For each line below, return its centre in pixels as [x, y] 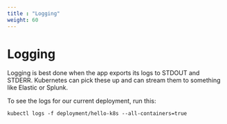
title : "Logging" [34, 13]
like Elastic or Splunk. [38, 87]
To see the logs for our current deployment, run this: [82, 101]
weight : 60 [23, 20]
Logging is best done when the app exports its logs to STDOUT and [103, 73]
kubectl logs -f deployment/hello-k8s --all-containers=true [97, 114]
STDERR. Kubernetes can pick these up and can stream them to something [114, 81]
